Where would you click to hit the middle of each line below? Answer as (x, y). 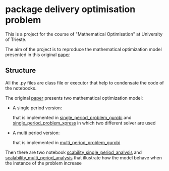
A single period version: (37, 108)
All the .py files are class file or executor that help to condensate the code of (84, 82)
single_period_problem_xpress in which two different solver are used (84, 123)
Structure (21, 71)
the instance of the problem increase (44, 163)
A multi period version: (36, 133)
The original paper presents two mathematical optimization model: (74, 98)
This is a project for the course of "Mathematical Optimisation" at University (84, 34)
